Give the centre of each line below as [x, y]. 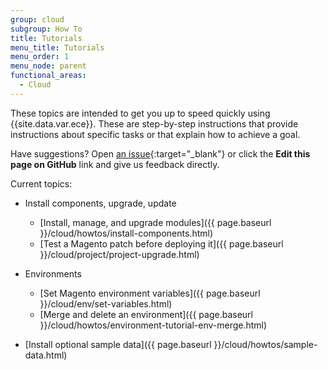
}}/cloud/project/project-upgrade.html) [119, 254]
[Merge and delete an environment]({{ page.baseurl [146, 314]
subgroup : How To [46, 29]
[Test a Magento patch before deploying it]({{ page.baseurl [161, 243]
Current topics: [41, 183]
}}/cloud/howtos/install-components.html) [126, 233]
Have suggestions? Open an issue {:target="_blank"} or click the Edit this [160, 153]
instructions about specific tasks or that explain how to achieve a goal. [155, 134]
